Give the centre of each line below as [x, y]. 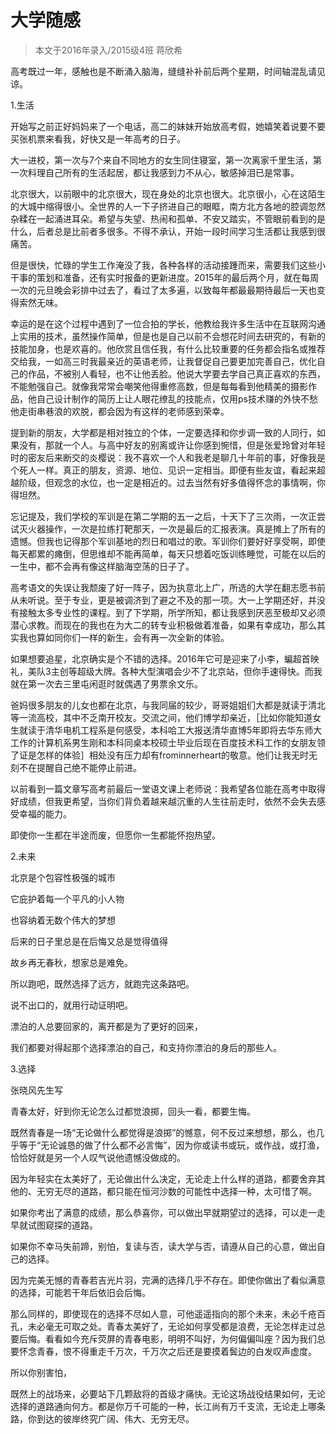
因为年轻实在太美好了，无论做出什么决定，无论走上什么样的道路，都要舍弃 [163, 1178]
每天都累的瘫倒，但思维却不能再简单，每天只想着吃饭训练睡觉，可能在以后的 [168, 553]
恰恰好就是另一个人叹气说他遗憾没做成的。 [98, 1157]
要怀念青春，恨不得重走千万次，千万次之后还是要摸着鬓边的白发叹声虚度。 [163, 1351]
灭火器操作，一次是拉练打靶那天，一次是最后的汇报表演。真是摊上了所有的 [172, 528]
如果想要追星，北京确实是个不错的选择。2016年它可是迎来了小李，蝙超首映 [165, 658]
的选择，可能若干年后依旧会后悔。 [80, 1292]
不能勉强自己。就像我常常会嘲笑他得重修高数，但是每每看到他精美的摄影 [159, 386]
